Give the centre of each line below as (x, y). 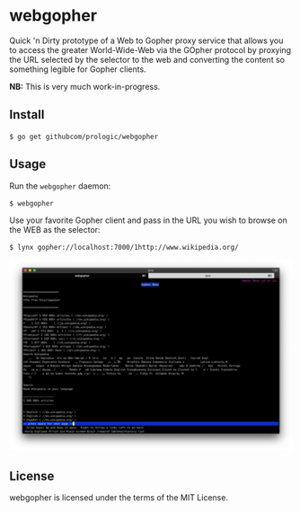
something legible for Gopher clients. (78, 69)
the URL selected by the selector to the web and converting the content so (147, 59)
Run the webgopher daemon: (60, 186)
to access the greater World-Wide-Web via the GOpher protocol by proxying (150, 49)
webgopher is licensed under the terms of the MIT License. (119, 497)
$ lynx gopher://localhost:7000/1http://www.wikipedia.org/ (124, 247)
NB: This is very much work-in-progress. (85, 86)
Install (27, 115)
